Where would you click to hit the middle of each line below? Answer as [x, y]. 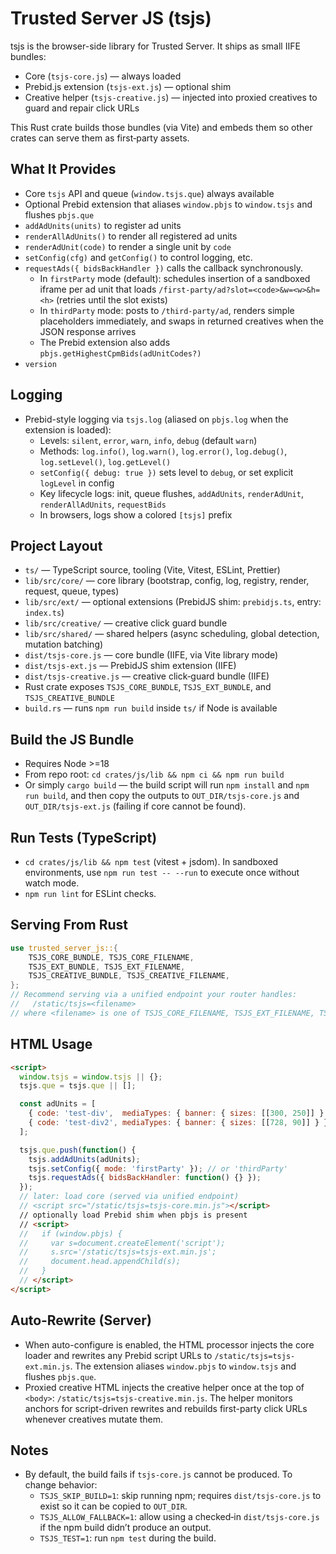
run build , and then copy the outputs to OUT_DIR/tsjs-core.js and [162, 796]
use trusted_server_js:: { [64, 948]
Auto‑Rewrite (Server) [81, 1320]
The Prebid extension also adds [105, 342]
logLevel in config [77, 483]
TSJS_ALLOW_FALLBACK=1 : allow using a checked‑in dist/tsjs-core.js [179, 1517]
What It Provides [63, 169]
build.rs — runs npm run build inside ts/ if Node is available [151, 708]
